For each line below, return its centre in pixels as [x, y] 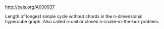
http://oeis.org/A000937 [30, 7]
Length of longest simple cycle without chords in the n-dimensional [74, 16]
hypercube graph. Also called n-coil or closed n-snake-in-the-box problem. [82, 22]
